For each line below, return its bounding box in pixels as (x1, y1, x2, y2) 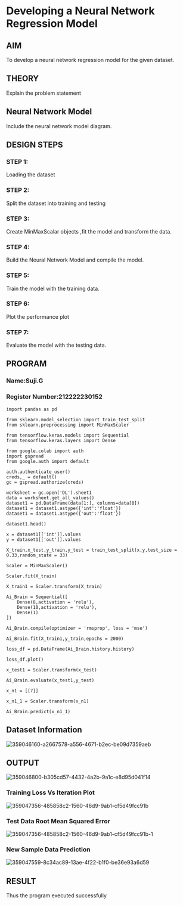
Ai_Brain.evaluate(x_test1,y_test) (6, 677, 95, 683)
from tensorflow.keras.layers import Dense (6, 437, 116, 443)
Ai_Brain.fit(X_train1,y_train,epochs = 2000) (6, 636, 124, 642)
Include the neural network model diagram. (6, 122, 112, 129)
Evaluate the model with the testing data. (6, 341, 107, 349)
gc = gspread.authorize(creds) (6, 479, 84, 485)
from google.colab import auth (6, 448, 84, 454)
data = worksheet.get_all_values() (6, 495, 95, 501)
